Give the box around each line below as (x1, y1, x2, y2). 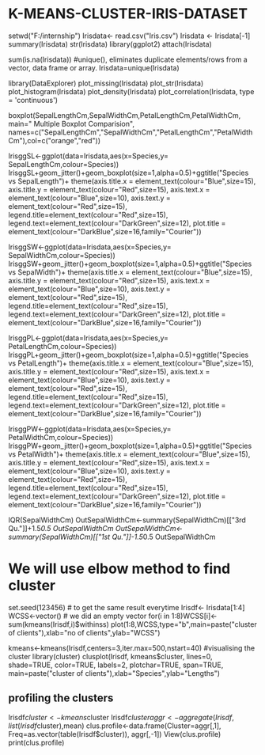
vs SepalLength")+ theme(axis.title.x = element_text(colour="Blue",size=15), (8, 176, 256, 186)
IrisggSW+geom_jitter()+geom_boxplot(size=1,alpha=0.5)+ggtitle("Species (8, 259, 252, 268)
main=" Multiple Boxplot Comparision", (8, 119, 134, 128)
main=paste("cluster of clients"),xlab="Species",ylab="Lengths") (8, 668, 220, 677)
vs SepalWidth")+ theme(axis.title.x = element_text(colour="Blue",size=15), (8, 267, 253, 277)
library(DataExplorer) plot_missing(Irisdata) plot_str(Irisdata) (8, 78, 204, 88)
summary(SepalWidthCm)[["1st (8, 532, 111, 541)
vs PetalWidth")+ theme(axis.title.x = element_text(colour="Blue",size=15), (8, 449, 251, 459)
